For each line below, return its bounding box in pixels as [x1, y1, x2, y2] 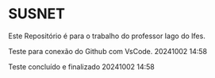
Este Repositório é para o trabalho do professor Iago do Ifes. [8, 31, 206, 41]
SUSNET [8, 5, 66, 23]
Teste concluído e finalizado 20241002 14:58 [8, 61, 155, 72]
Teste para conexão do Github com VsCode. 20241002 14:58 [8, 46, 208, 56]
